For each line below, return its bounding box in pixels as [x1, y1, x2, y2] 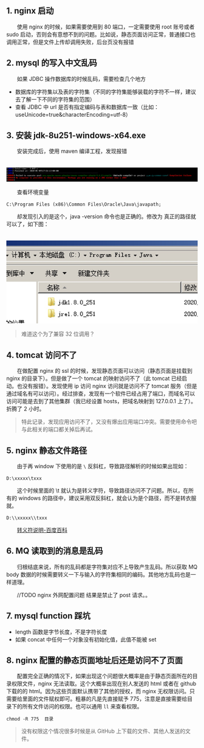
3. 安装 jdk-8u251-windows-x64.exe [6, 130, 146, 141]
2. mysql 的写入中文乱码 [6, 58, 97, 68]
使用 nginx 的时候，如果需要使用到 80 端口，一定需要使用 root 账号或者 [16, 23, 195, 30]
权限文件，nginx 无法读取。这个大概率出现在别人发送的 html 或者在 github [11, 680, 197, 687]
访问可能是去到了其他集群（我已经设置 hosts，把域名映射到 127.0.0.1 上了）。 [6, 398, 196, 405]
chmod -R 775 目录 [6, 716, 54, 722]
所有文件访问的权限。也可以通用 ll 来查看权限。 [22, 703, 143, 710]
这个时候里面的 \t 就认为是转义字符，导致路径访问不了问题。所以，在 [16, 487, 189, 494]
